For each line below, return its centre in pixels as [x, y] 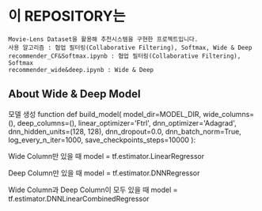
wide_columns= [229, 114]
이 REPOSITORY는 [67, 16]
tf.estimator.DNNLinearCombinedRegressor [79, 198]
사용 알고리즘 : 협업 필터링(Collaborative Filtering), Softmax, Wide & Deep [130, 47]
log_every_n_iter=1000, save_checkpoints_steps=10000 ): [102, 140]
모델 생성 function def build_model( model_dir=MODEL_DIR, [105, 114]
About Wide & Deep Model [74, 94]
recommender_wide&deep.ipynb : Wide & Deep [81, 70]
